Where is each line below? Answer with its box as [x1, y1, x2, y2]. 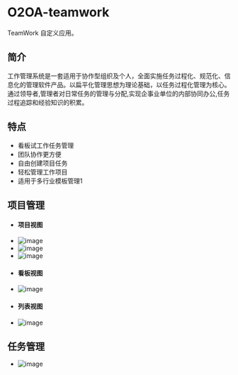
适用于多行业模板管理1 [17, 177, 83, 185]
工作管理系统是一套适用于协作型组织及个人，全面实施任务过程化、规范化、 [7, 72, 225, 80]
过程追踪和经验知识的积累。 [7, 98, 89, 106]
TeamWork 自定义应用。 [7, 28, 78, 37]
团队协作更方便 [17, 150, 62, 158]
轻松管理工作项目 [17, 167, 68, 176]
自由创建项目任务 [17, 159, 68, 167]
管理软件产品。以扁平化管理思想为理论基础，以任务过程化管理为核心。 [25, 80, 231, 89]
